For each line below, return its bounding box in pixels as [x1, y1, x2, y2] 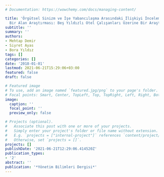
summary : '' [5, 30, 29, 35]
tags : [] [5, 52, 23, 57]
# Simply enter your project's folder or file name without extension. [5, 128, 159, 133]
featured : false [5, 70, 38, 75]
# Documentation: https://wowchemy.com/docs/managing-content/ [5, 7, 137, 12]
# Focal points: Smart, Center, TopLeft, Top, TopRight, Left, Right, [5, 92, 152, 97]
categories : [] [5, 56, 36, 61]
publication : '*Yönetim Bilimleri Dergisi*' [5, 164, 97, 169]
